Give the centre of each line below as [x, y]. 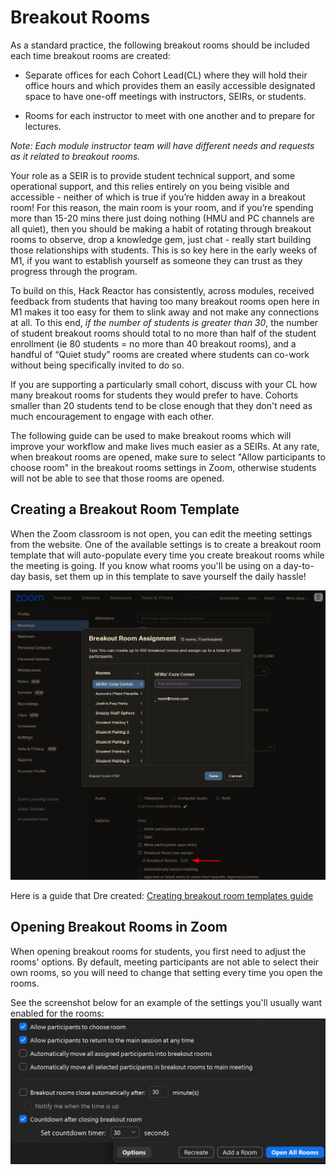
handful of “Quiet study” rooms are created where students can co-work [160, 354]
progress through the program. [74, 271]
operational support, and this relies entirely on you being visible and [150, 186]
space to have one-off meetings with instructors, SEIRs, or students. [165, 96]
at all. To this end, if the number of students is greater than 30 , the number [164, 322]
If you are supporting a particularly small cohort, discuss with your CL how [164, 384]
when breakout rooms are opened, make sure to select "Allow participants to [168, 457]
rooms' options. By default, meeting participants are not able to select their [165, 962]
